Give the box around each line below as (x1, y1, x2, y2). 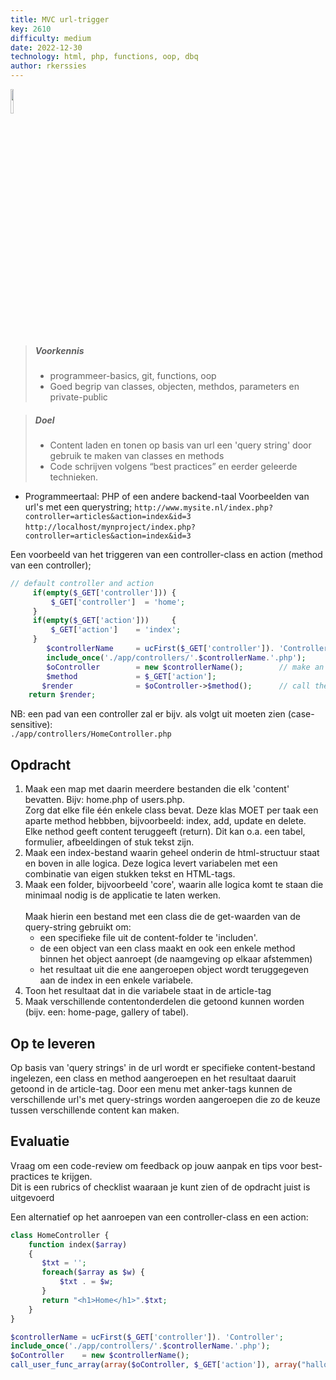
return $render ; (28, 690, 97, 700)
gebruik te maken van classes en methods (49, 449, 225, 461)
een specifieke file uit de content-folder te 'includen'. (39, 932, 258, 944)
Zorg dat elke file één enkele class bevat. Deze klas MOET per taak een (24, 804, 319, 816)
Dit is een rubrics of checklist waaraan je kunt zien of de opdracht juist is (10, 1181, 311, 1193)
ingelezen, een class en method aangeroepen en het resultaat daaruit (10, 1072, 297, 1084)
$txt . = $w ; (59, 1277, 114, 1287)
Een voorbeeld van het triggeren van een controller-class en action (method (10, 548, 323, 560)
